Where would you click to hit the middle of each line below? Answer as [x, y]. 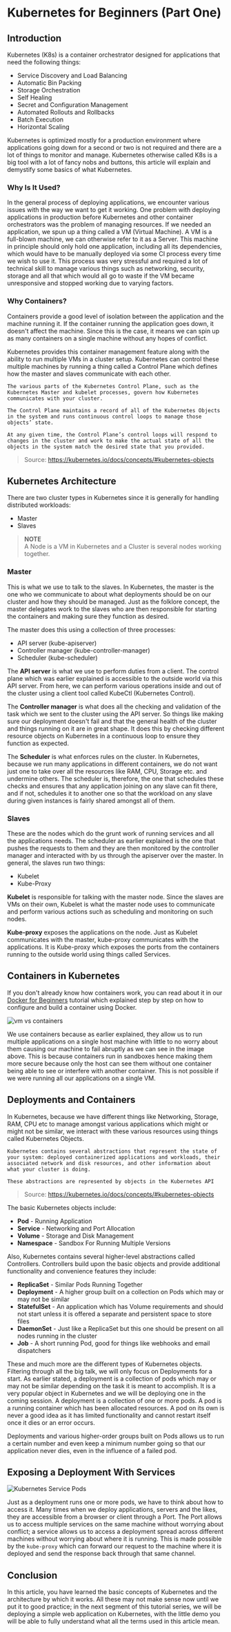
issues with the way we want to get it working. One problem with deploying [114, 210]
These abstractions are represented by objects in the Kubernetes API [111, 1181]
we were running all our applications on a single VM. [82, 1078]
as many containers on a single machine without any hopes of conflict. [108, 338]
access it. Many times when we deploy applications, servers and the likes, [112, 1510]
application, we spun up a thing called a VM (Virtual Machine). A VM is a [110, 232]
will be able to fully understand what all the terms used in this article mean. [113, 1622]
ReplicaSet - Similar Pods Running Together [80, 1284]
